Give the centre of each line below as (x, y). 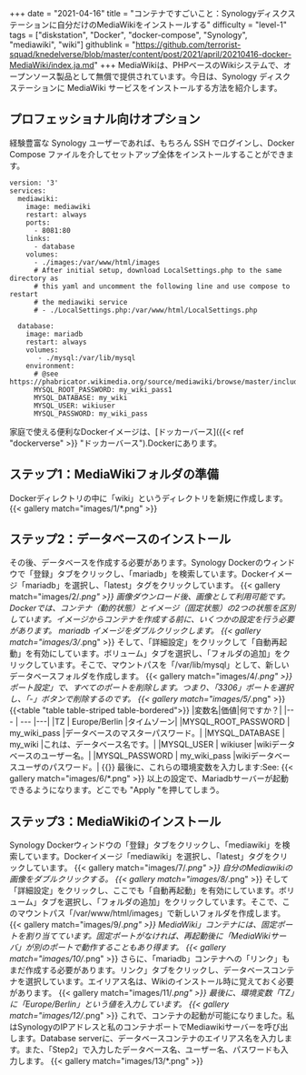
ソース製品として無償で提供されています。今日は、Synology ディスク (162, 76)
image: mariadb (54, 334)
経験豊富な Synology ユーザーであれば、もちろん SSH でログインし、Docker (152, 143)
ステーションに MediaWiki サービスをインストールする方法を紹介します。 (146, 88)
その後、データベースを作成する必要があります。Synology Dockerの (136, 563)
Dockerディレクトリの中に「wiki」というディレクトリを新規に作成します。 (148, 497)
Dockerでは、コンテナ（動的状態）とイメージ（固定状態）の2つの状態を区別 (153, 608)
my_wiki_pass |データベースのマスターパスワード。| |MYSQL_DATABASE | (148, 733)
